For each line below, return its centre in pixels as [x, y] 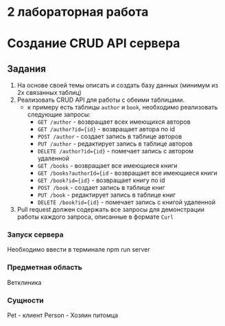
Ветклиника [24, 282]
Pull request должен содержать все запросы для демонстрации [110, 210]
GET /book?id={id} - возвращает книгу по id [102, 180]
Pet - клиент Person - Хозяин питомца [63, 315]
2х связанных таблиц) [49, 93]
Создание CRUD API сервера [94, 44]
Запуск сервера [35, 235]
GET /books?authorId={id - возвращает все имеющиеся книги [127, 173]
